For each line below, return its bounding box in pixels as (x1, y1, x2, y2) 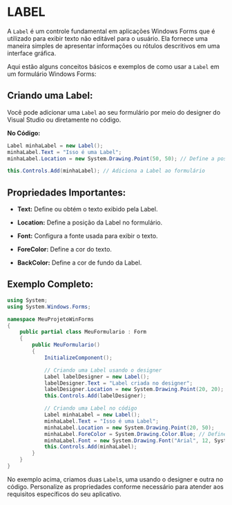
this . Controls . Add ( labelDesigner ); (43, 392, 147, 399)
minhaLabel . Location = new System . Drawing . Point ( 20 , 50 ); (43, 424, 215, 431)
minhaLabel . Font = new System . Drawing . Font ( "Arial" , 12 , (43, 437, 212, 444)
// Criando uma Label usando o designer (43, 367, 162, 374)
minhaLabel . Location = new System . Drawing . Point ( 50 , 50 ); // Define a (7, 155, 215, 162)
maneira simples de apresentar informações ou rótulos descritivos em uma (7, 41, 220, 50)
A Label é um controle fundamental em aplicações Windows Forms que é (7, 27, 215, 35)
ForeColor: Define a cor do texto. (17, 245, 113, 254)
